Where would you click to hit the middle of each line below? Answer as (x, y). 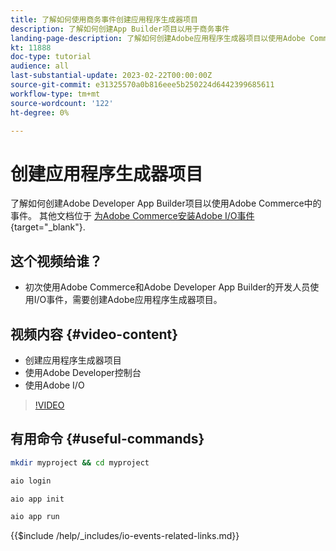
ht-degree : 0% (40, 112)
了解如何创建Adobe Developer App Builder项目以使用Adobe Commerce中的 (166, 203)
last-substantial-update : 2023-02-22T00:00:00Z (111, 76)
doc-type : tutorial (51, 57)
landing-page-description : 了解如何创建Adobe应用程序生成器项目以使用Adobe (158, 38)
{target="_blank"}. (48, 227)
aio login (31, 481)
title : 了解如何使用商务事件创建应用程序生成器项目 (104, 19)
